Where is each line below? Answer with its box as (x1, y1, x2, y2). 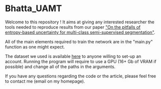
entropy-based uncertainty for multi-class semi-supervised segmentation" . (5, 29, 156, 35)
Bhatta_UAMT (5, 3, 62, 14)
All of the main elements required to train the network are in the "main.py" (5, 38, 153, 44)
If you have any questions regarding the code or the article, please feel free (5, 73, 157, 79)
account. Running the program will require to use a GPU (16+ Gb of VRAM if (5, 58, 157, 64)
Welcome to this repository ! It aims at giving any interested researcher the (5, 19, 155, 25)
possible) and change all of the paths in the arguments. (5, 64, 116, 70)
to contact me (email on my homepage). (5, 78, 85, 84)
